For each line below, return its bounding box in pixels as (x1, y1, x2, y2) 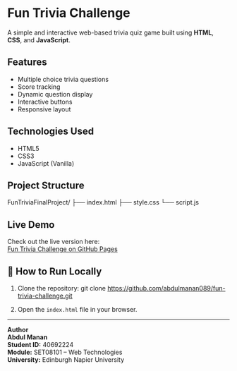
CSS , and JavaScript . (7, 35, 71, 44)
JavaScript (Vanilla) (17, 159, 75, 167)
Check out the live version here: (7, 238, 100, 246)
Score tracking (17, 83, 61, 91)
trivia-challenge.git (17, 291, 73, 300)
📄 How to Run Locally (7, 265, 102, 277)
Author (7, 326, 29, 334)
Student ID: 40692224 (7, 341, 74, 348)
